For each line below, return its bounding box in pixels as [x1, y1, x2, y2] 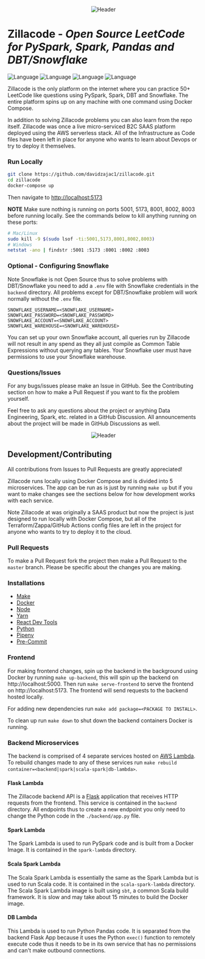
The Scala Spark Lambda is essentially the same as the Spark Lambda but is [7, 874, 199, 881]
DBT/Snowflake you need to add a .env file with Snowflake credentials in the [7, 282, 199, 289]
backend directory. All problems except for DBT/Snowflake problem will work [7, 289, 198, 296]
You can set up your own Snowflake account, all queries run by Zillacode [7, 333, 190, 341]
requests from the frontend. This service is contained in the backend [7, 799, 177, 806]
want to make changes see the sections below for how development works [7, 490, 195, 497]
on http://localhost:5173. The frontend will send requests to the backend [7, 686, 189, 694]
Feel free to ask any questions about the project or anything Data [7, 406, 170, 414]
